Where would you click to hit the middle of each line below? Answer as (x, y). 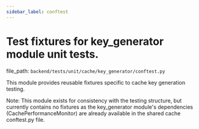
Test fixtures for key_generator (85, 41)
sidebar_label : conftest (37, 12)
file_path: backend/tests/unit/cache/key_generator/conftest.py (86, 71)
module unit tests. (53, 54)
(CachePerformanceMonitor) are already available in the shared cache (93, 113)
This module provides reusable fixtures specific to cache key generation (96, 82)
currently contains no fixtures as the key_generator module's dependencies (100, 107)
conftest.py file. (26, 119)
